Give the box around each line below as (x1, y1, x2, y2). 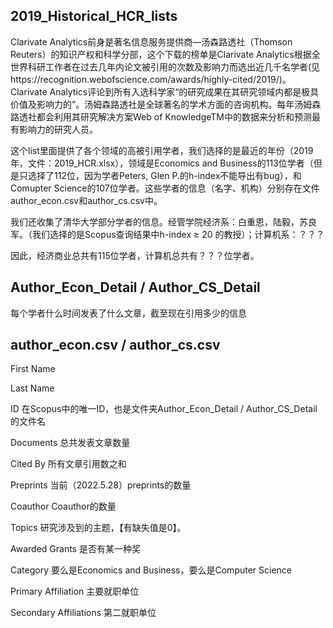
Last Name (10, 382, 55, 394)
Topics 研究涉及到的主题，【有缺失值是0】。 (10, 522, 187, 534)
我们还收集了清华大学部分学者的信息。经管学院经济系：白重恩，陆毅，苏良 (10, 215, 317, 228)
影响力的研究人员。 (18, 123, 98, 135)
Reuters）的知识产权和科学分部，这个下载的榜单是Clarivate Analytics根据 (10, 48, 312, 60)
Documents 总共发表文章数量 (10, 437, 131, 449)
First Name (10, 363, 56, 375)
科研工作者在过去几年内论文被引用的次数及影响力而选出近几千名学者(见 (27, 60, 321, 73)
